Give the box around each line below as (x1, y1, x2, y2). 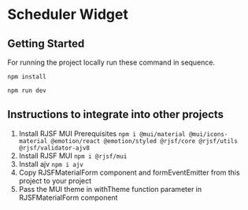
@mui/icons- (188, 130, 228, 138)
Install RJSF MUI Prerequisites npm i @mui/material (18, 128, 186, 138)
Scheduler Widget (7, 6, 129, 24)
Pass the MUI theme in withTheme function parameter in (18, 184, 202, 193)
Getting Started (7, 37, 85, 50)
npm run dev (7, 87, 46, 94)
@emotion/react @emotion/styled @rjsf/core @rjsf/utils (50, 137, 238, 145)
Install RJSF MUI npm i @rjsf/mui (18, 151, 128, 160)
